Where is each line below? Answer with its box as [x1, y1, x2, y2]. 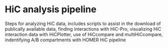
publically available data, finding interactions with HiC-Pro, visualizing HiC [5, 26, 161, 32]
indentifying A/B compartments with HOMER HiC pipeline [5, 37, 126, 43]
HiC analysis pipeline [5, 4, 97, 15]
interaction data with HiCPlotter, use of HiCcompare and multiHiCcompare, [5, 31, 163, 37]
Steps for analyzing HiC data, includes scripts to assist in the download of [5, 20, 161, 27]
